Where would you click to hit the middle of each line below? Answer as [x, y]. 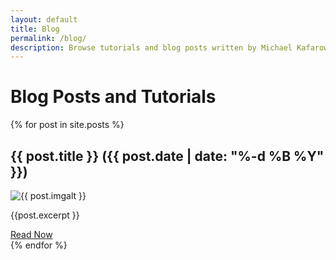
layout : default [44, 19]
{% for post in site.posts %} [67, 125]
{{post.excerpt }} [45, 215]
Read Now [31, 234]
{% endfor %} [39, 245]
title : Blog [35, 29]
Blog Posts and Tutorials [113, 97]
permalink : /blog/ [48, 38]
